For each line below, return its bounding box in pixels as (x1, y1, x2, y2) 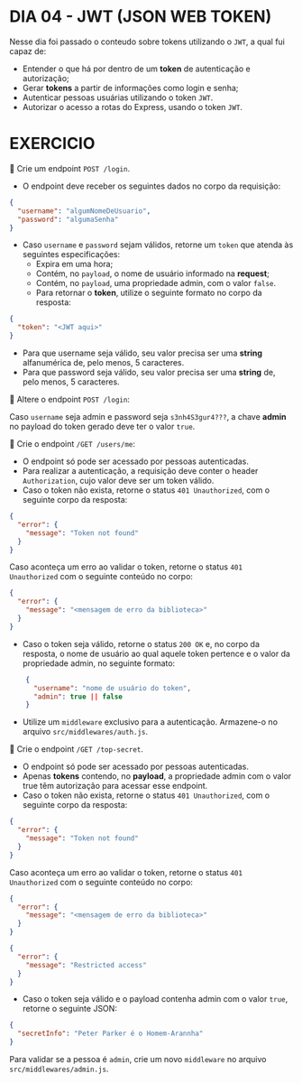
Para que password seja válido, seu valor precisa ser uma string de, (22, 367, 276, 377)
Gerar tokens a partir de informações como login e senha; (22, 82, 239, 93)
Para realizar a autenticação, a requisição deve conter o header (22, 466, 259, 476)
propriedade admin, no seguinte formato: (22, 657, 176, 669)
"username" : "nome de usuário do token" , (32, 683, 192, 692)
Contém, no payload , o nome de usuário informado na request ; (35, 268, 270, 279)
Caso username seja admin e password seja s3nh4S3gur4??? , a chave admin (9, 412, 287, 421)
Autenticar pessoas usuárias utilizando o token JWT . (22, 92, 214, 103)
